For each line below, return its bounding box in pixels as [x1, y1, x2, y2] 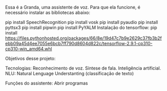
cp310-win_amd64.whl [5, 46, 52, 51]
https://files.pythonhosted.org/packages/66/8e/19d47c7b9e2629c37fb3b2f [5, 35, 162, 41]
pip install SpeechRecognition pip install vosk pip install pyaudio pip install [5, 19, 158, 25]
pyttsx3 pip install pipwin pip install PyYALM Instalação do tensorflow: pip [5, 24, 157, 30]
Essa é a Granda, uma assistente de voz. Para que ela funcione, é [5, 4, 140, 10]
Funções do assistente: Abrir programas [5, 80, 88, 86]
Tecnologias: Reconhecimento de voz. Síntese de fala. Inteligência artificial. [5, 65, 161, 71]
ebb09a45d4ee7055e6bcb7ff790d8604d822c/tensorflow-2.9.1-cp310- [5, 40, 153, 46]
